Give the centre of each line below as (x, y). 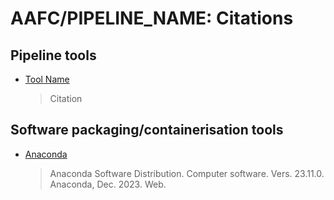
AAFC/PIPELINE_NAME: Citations (152, 18)
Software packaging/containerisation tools (147, 130)
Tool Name (47, 79)
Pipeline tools (53, 55)
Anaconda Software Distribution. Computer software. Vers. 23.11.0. (187, 173)
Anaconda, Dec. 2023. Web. (108, 184)
